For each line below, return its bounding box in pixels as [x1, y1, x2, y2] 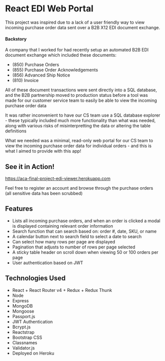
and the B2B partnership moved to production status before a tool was [5, 92, 148, 98]
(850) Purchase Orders [12, 62, 59, 68]
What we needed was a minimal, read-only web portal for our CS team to [5, 138, 154, 144]
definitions [5, 128, 27, 134]
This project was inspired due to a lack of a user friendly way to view [5, 19, 145, 25]
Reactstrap [12, 329, 34, 335]
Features [5, 204, 33, 213]
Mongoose [12, 308, 34, 314]
